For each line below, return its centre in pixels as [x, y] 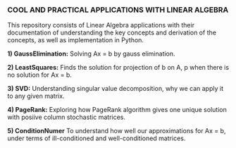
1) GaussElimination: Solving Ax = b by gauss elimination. [91, 54]
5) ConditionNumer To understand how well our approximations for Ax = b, [117, 131]
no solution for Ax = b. [40, 75]
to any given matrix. [36, 96]
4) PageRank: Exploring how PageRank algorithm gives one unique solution [117, 110]
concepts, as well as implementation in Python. [76, 40]
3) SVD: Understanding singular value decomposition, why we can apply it [116, 89]
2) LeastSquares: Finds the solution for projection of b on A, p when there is [118, 68]
